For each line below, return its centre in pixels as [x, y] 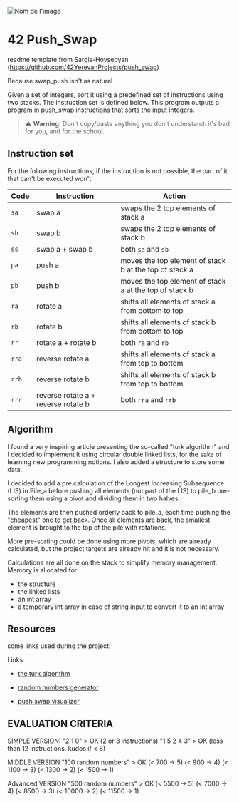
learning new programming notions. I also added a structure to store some [116, 462]
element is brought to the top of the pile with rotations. [87, 527]
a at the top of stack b [157, 290]
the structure [37, 584]
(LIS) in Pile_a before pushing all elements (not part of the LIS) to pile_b [111, 490]
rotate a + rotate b [67, 342]
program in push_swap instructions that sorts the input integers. [101, 110]
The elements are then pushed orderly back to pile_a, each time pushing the [119, 512]
